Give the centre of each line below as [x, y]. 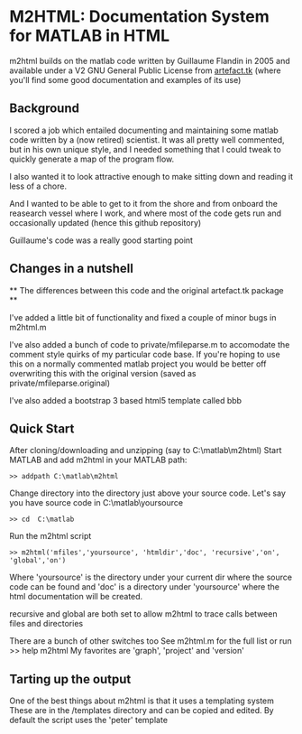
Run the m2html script [50, 536]
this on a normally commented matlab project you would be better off [138, 364]
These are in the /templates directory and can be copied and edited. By [142, 711]
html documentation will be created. [76, 597]
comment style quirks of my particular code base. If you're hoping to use [145, 354]
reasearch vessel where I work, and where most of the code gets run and [146, 213]
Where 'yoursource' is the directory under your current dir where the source [151, 577]
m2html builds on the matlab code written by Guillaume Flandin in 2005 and [150, 60]
